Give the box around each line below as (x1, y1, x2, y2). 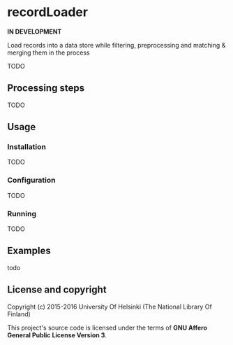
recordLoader (7, 4, 89, 20)
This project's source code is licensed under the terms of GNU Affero (7, 323, 208, 332)
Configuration (7, 176, 56, 185)
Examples (7, 245, 51, 257)
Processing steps (7, 82, 85, 94)
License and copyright (7, 284, 107, 296)
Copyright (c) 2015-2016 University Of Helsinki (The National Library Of (7, 302, 213, 311)
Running (7, 209, 37, 218)
